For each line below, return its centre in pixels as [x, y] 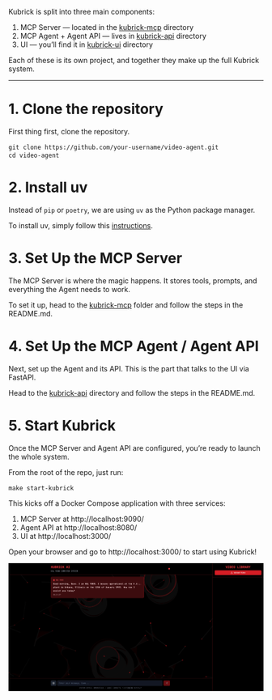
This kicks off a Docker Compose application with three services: [117, 503]
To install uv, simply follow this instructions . [81, 225]
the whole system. [39, 456]
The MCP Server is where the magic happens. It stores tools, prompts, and [133, 280]
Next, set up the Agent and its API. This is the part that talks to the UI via [129, 368]
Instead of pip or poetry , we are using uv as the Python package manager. [132, 210]
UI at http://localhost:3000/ [66, 536]
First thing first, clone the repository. [69, 131]
